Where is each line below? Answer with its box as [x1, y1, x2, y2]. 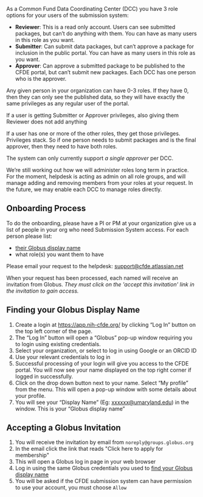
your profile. [15, 392, 46, 399]
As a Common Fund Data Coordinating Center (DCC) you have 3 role [6, 5, 178, 12]
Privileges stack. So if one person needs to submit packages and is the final [6, 136, 196, 144]
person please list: [6, 232, 53, 240]
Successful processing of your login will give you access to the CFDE [15, 360, 189, 367]
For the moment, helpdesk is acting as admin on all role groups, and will [6, 173, 186, 180]
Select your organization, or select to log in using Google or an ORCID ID [15, 347, 197, 354]
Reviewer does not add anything [6, 118, 88, 125]
